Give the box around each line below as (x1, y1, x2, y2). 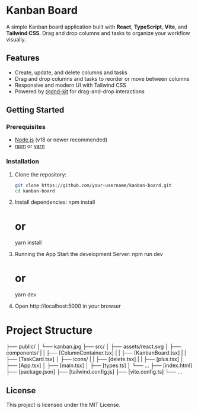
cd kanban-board (14, 188, 55, 194)
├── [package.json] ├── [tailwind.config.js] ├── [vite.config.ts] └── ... (6, 368, 183, 375)
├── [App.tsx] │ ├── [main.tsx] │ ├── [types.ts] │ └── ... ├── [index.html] (6, 362, 193, 369)
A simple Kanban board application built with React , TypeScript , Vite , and (6, 23, 188, 30)
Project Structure (6, 323, 93, 337)
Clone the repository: (14, 170, 67, 178)
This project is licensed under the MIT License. (6, 402, 121, 409)
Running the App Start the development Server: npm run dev (14, 251, 163, 258)
